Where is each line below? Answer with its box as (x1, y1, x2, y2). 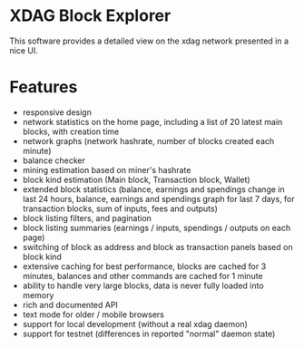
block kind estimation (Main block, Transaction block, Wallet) (22, 174, 251, 185)
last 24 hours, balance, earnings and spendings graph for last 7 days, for (22, 193, 295, 204)
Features (9, 77, 78, 98)
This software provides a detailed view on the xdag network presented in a (9, 35, 289, 46)
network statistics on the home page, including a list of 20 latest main (22, 116, 283, 127)
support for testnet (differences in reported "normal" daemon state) (22, 328, 276, 339)
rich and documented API (22, 299, 118, 310)
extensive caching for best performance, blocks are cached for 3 (22, 260, 267, 272)
